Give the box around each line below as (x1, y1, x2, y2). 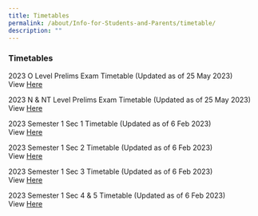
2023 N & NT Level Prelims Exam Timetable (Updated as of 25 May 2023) (8, 95, 252, 104)
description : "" (8, 26, 62, 34)
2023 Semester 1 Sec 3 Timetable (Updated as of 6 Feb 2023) (8, 167, 213, 176)
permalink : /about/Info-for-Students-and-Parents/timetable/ (8, 19, 216, 27)
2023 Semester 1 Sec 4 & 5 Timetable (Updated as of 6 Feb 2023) (8, 190, 226, 200)
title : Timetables (8, 11, 69, 20)
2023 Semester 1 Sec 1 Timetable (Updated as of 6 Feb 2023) (8, 119, 212, 128)
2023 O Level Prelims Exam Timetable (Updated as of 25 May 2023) (8, 71, 233, 81)
